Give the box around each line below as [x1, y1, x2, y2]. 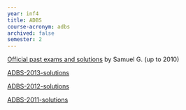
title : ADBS [7, 17, 42, 24]
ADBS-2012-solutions [7, 82, 70, 91]
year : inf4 [7, 10, 39, 17]
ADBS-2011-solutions [7, 95, 69, 104]
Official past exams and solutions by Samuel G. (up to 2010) [7, 55, 180, 63]
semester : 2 [7, 36, 42, 43]
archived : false [7, 29, 55, 37]
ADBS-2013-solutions [7, 69, 70, 77]
